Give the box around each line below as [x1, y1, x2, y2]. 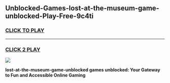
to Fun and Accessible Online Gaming [5, 72, 86, 78]
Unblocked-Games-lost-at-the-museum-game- [5, 4, 159, 13]
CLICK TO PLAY [5, 27, 45, 34]
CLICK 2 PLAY [5, 46, 40, 53]
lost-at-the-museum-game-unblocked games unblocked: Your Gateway [5, 66, 160, 72]
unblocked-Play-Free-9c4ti [5, 12, 94, 21]
